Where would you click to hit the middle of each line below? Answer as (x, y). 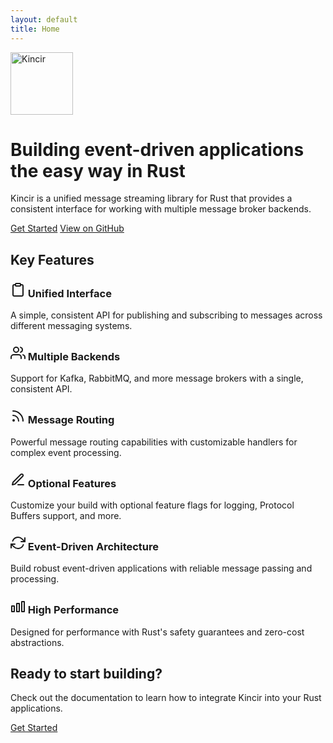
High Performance (73, 610)
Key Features (52, 259)
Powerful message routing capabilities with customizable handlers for (154, 442)
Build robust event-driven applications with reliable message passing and (161, 568)
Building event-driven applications (157, 149)
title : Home (35, 29)
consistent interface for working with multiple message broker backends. (161, 209)
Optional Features (72, 483)
